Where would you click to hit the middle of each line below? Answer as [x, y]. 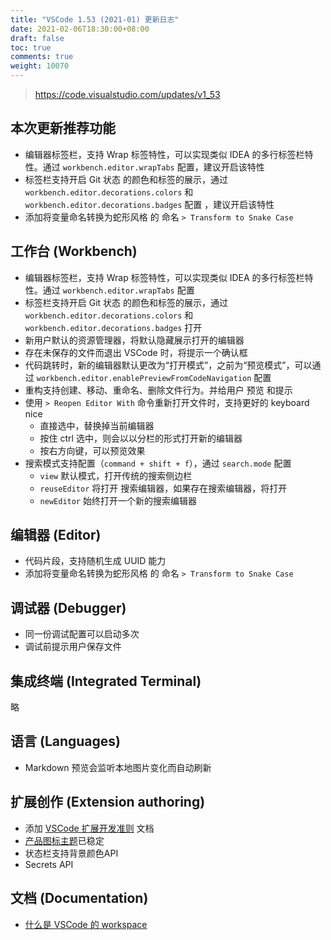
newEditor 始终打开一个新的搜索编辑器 [118, 500]
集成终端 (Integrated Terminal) [106, 681]
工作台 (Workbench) [74, 251]
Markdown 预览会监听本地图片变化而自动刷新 [118, 767]
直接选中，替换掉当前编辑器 [97, 425]
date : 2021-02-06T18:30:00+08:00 [80, 29]
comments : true [42, 57]
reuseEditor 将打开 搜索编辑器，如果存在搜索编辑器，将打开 [163, 488]
